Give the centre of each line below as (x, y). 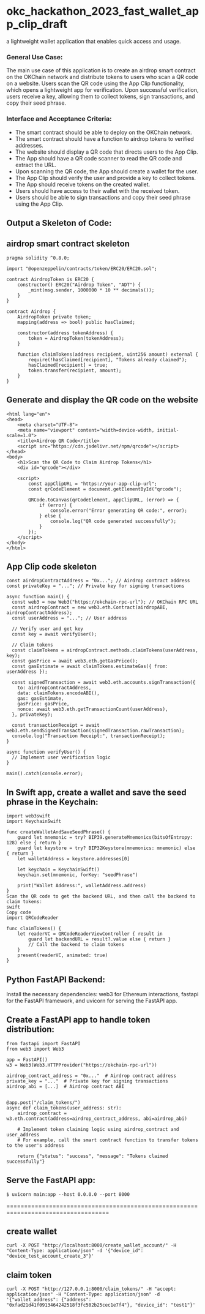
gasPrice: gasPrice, (43, 704)
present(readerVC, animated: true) (63, 955)
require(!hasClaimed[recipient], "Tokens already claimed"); (108, 359)
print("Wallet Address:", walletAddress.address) (82, 886)
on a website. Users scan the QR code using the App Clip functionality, (95, 83)
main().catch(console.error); (45, 774)
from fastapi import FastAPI (43, 1043)
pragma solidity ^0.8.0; (38, 258)
